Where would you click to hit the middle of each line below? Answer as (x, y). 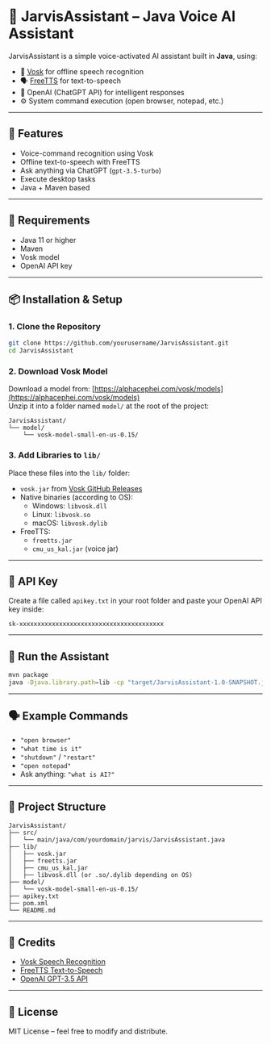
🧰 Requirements (49, 221)
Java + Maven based (55, 187)
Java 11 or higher (48, 240)
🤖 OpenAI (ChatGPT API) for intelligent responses (102, 92)
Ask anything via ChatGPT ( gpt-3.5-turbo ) (91, 170)
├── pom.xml (28, 903)
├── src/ (23, 833)
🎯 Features (36, 134)
